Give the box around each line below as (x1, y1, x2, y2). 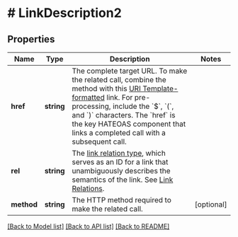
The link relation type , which (72, 149, 166, 158)
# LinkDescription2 (7, 5, 122, 21)
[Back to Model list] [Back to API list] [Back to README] (7, 222, 170, 231)
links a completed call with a (72, 128, 166, 137)
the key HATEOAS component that (72, 119, 186, 129)
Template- (142, 83, 178, 93)
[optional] (194, 200, 227, 209)
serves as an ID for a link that (72, 157, 169, 167)
